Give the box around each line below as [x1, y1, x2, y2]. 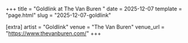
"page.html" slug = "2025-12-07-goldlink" [5, 12, 111, 19]
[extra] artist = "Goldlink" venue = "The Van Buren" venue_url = [5, 24, 165, 30]
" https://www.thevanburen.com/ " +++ [5, 30, 102, 37]
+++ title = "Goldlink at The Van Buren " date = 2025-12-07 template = [5, 5, 183, 12]
